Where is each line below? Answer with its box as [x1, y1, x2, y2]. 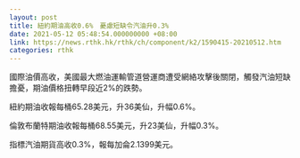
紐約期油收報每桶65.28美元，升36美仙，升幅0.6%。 [9, 101, 201, 112]
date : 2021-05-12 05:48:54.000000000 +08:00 [9, 29, 178, 38]
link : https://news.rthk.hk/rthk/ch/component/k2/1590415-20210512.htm [9, 37, 281, 47]
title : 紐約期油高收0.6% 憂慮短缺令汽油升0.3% [9, 21, 170, 30]
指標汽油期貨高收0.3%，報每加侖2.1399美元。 [9, 139, 179, 150]
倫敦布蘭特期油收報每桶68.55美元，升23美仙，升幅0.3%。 [9, 121, 224, 131]
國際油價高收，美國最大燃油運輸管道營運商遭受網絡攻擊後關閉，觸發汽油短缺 [9, 72, 291, 83]
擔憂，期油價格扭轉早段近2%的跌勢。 [9, 83, 147, 93]
